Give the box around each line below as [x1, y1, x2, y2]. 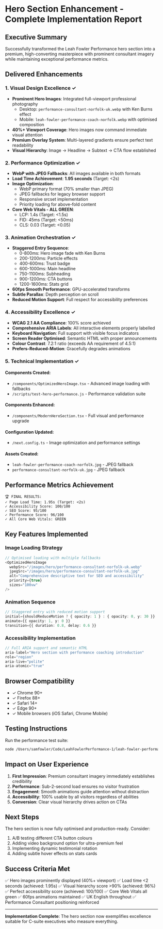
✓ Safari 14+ [12, 700, 38, 706]
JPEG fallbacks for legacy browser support [19, 191, 105, 197]
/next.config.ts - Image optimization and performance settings [12, 440, 141, 446]
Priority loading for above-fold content [19, 201, 97, 207]
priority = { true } [9, 578, 42, 583]
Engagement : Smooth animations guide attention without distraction [12, 788, 149, 794]
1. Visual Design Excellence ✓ [5, 85, 77, 92]
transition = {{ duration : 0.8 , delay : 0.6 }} [5, 623, 97, 628]
